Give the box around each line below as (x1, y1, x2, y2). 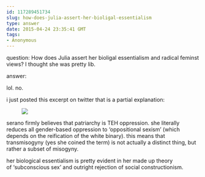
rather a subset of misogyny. (6, 145, 79, 153)
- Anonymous (6, 37, 37, 43)
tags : (6, 32, 20, 38)
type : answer (6, 20, 40, 26)
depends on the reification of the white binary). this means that (6, 132, 165, 139)
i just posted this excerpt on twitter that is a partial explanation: (6, 96, 165, 103)
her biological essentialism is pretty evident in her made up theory (6, 157, 173, 164)
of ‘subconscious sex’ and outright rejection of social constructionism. (6, 164, 184, 171)
